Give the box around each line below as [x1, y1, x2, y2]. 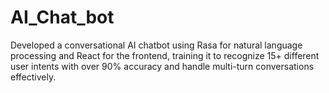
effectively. [10, 71, 57, 83]
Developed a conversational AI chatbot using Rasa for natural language [10, 39, 303, 51]
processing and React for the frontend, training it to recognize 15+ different [10, 49, 320, 61]
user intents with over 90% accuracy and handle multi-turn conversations [10, 60, 315, 72]
